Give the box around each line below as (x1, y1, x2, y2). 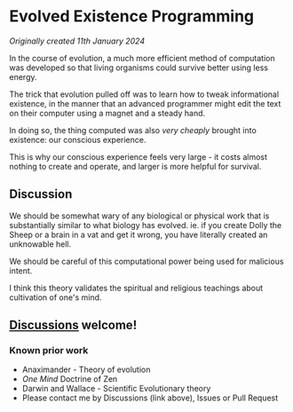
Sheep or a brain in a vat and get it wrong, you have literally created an (9, 229, 268, 240)
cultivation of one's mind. (9, 291, 102, 303)
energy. (9, 71, 37, 82)
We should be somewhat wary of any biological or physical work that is (9, 210, 270, 221)
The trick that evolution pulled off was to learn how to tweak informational (9, 89, 280, 99)
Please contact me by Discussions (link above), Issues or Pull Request (21, 392, 279, 403)
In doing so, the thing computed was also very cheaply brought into (9, 124, 257, 135)
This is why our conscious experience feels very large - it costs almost (9, 151, 268, 162)
